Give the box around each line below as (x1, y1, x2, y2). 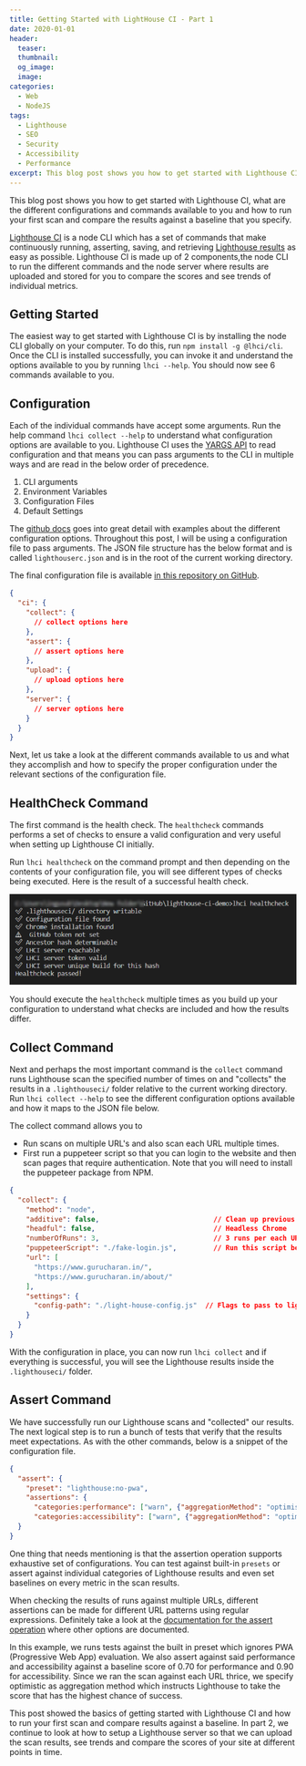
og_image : (17, 63, 55, 72)
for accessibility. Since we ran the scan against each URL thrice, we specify (9, 1670, 294, 1681)
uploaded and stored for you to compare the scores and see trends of (9, 270, 271, 282)
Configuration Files (22, 496, 95, 507)
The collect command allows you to (9, 1120, 143, 1131)
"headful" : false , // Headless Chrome (25, 1224, 287, 1234)
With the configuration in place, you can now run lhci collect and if (9, 1346, 267, 1358)
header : (9, 34, 39, 43)
